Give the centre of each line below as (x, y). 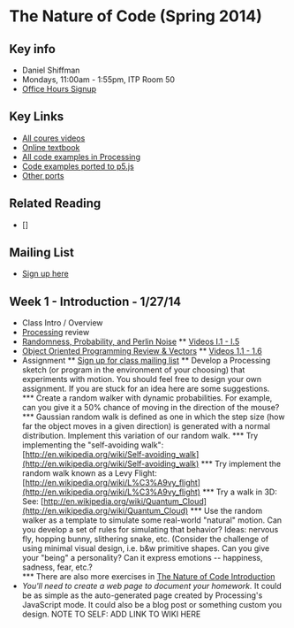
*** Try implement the (241, 464)
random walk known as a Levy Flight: (89, 473)
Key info (32, 49)
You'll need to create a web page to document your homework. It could (152, 586)
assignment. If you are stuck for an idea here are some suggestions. (146, 389)
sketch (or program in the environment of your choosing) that (133, 370)
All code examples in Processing (81, 157)
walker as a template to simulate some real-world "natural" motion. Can (152, 520)
